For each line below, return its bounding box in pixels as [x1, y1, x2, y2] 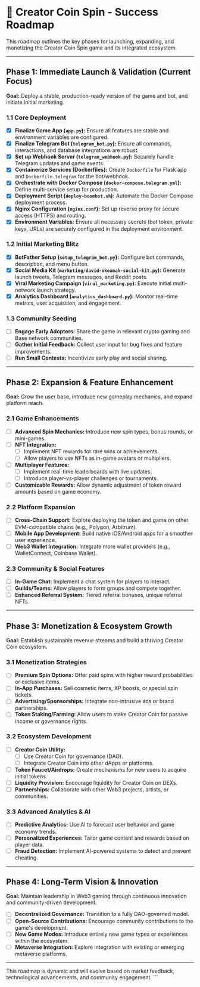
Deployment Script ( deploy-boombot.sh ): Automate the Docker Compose [14, 192, 193, 199]
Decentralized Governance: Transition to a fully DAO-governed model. [14, 911, 189, 918]
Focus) [6, 76, 33, 86]
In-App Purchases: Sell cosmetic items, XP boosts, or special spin [14, 685, 179, 692]
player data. [14, 841, 45, 848]
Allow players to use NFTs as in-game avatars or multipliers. [23, 454, 171, 462]
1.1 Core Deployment [6, 113, 67, 122]
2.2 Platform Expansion [6, 503, 76, 512]
